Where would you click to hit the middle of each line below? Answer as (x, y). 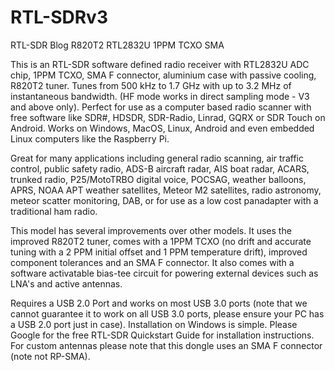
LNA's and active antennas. (66, 283)
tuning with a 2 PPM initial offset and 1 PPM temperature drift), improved (159, 252)
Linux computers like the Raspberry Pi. (90, 138)
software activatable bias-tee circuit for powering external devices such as (164, 273)
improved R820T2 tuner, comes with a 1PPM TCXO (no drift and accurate (161, 241)
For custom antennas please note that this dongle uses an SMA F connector (166, 345)
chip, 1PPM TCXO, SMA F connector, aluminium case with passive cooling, (163, 75)
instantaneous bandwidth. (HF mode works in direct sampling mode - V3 (160, 96)
